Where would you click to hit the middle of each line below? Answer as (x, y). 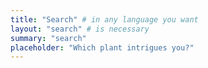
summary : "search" (48, 38)
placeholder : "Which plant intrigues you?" (102, 47)
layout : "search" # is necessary (80, 29)
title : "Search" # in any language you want (104, 19)
